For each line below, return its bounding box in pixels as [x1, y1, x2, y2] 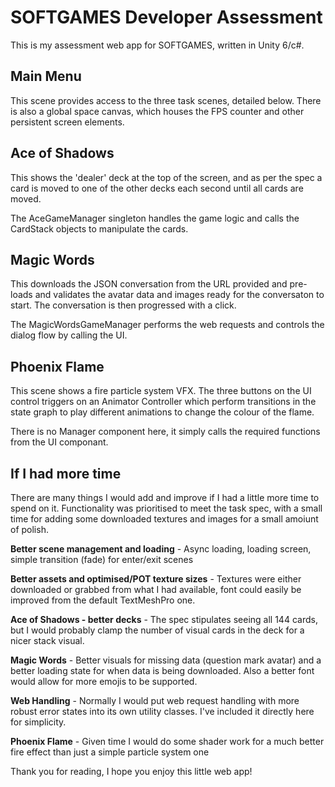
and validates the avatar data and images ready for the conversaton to [34, 289, 325, 301]
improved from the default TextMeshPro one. [10, 594, 196, 606]
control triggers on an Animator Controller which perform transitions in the [10, 396, 317, 408]
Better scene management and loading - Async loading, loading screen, [10, 543, 312, 555]
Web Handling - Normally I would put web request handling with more [10, 695, 300, 706]
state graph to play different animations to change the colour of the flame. [10, 406, 315, 418]
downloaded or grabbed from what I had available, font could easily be [10, 584, 302, 595]
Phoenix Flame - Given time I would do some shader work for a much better [10, 736, 325, 747]
